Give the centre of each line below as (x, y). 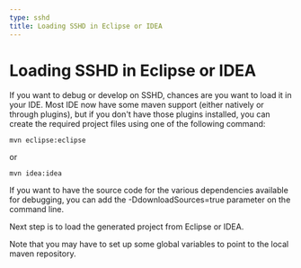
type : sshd (30, 18)
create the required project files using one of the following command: (137, 124)
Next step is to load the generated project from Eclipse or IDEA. (127, 227)
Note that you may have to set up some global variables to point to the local (149, 245)
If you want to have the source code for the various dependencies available (149, 191)
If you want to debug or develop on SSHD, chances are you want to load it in (150, 95)
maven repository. (43, 254)
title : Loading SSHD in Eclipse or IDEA (86, 26)
